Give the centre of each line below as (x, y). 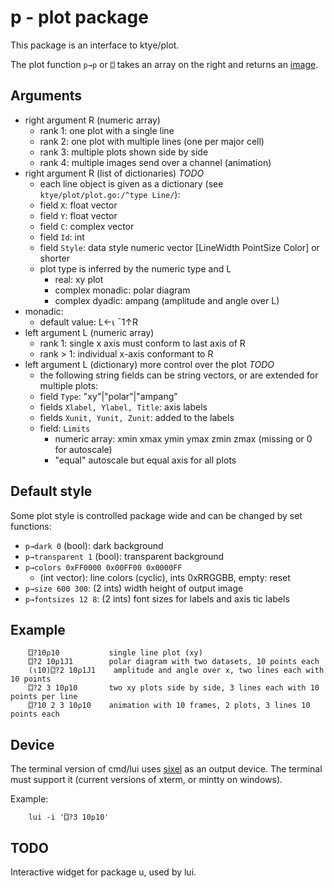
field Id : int (62, 237)
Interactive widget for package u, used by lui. (103, 872)
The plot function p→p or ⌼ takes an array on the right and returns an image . (164, 64)
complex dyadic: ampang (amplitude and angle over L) (167, 300)
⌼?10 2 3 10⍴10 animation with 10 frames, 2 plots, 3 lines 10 (169, 706)
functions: (31, 526)
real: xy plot (79, 279)
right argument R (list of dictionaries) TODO (114, 173)
